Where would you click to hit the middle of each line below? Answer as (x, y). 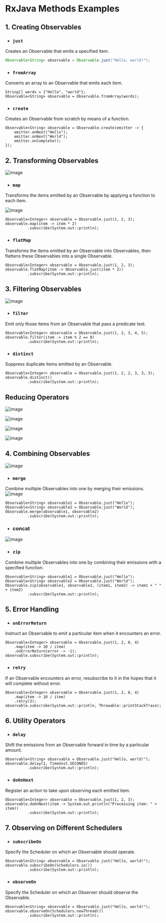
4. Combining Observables (48, 454)
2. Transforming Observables (52, 161)
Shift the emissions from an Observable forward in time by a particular (77, 745)
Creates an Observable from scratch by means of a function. (68, 119)
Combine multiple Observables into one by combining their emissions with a (83, 562)
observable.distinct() (29, 378)
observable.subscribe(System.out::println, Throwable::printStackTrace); (83, 705)
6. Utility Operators (35, 721)
